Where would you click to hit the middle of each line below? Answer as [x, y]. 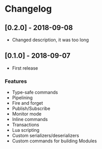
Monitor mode [27, 114]
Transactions [25, 125]
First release [25, 68]
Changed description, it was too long [50, 40]
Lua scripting [26, 130]
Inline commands [30, 120]
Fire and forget [28, 103]
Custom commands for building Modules [54, 141]
